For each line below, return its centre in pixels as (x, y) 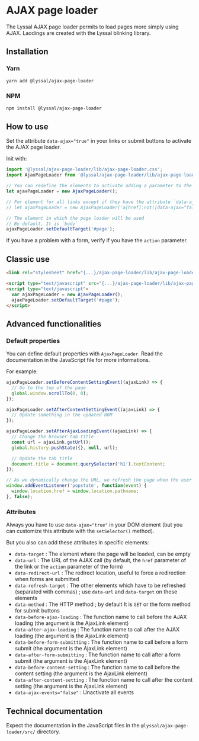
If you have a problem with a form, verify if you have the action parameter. (97, 240)
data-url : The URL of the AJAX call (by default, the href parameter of (100, 560)
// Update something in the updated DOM (62, 415)
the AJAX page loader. (33, 147)
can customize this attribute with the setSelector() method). (80, 531)
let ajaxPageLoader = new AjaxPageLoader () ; (62, 191)
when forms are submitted (47, 579)
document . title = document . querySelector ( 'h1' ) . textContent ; (89, 464)
